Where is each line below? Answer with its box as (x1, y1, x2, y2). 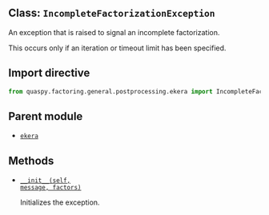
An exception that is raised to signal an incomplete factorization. (8, 27, 220, 37)
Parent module (8, 109, 83, 123)
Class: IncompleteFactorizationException (8, 6, 215, 20)
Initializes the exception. (19, 197, 100, 207)
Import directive (8, 66, 90, 80)
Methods (8, 153, 54, 167)
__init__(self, (19, 177, 71, 185)
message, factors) (19, 184, 82, 192)
